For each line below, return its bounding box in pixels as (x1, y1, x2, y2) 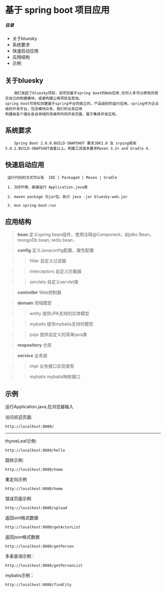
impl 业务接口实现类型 (29, 363, 75, 369)
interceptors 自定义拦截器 (29, 269, 82, 274)
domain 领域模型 (17, 300, 52, 306)
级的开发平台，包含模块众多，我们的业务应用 (5, 106, 83, 111)
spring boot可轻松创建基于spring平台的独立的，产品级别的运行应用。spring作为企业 (5, 101, 159, 106)
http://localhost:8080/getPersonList (5, 563, 83, 568)
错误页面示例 (5, 496, 31, 502)
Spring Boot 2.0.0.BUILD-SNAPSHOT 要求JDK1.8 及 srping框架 (14, 141, 137, 146)
